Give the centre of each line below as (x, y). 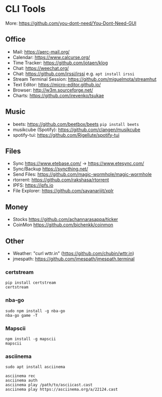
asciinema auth (22, 381)
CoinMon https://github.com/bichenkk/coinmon (63, 225)
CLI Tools (26, 9)
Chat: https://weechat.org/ (41, 68)
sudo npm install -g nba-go (35, 311)
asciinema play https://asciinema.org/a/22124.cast (62, 390)
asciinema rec (21, 376)
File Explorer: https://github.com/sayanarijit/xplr (63, 191)
